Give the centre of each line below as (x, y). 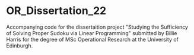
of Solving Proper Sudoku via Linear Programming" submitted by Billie (92, 33)
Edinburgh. (20, 46)
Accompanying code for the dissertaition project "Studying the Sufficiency (97, 27)
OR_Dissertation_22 (56, 11)
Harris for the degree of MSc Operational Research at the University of (93, 39)
